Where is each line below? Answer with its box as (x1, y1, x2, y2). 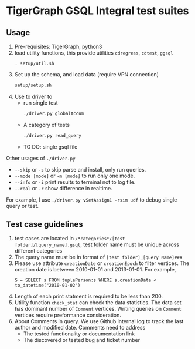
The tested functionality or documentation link (23, 330, 135, 337)
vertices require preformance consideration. (14, 311, 121, 318)
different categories (14, 247, 63, 254)
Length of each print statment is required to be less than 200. (14, 293, 163, 300)
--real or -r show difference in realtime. (14, 184, 112, 192)
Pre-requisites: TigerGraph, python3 (14, 43, 102, 50)
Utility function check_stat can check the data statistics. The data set (14, 299, 182, 306)
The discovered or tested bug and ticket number (23, 337, 141, 344)
